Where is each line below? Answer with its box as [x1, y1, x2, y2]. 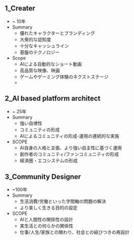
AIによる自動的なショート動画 [19, 61, 82, 67]
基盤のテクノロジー [19, 49, 60, 55]
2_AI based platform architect [5, 94, 101, 103]
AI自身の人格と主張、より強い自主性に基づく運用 [19, 145, 122, 151]
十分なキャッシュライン [19, 43, 69, 49]
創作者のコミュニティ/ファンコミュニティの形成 [19, 151, 119, 157]
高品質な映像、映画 [19, 67, 60, 73]
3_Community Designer [5, 173, 81, 181]
